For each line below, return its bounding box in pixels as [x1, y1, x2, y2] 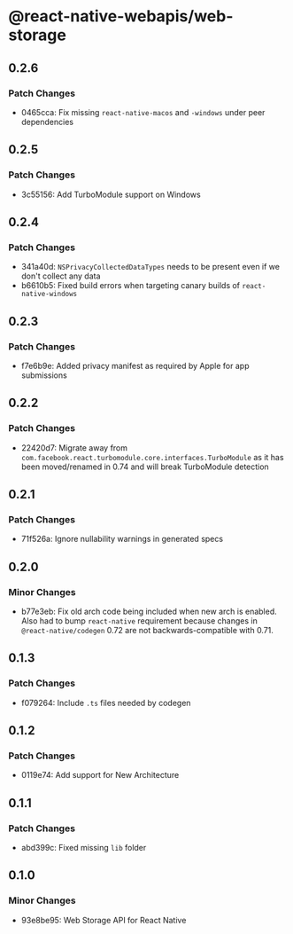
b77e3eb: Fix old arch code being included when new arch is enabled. [20, 606, 278, 616]
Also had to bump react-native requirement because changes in [20, 616, 258, 626]
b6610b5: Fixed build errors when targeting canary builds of [20, 280, 241, 291]
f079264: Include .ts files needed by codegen [20, 697, 191, 708]
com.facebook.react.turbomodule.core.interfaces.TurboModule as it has [20, 451, 284, 462]
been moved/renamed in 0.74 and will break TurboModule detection [20, 461, 269, 472]
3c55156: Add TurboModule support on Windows [20, 189, 201, 200]
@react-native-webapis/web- [8, 6, 234, 27]
